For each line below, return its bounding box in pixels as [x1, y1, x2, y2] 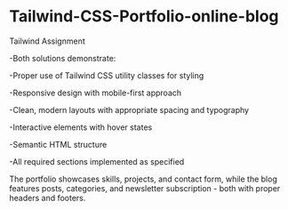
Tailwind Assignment [9, 36, 86, 46]
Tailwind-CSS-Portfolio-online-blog [9, 6, 279, 27]
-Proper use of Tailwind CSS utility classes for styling [9, 69, 204, 81]
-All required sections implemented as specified [9, 156, 185, 166]
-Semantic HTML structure [9, 139, 108, 149]
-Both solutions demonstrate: [9, 52, 116, 63]
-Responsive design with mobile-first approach [9, 87, 182, 98]
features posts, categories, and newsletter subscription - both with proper [9, 182, 281, 193]
